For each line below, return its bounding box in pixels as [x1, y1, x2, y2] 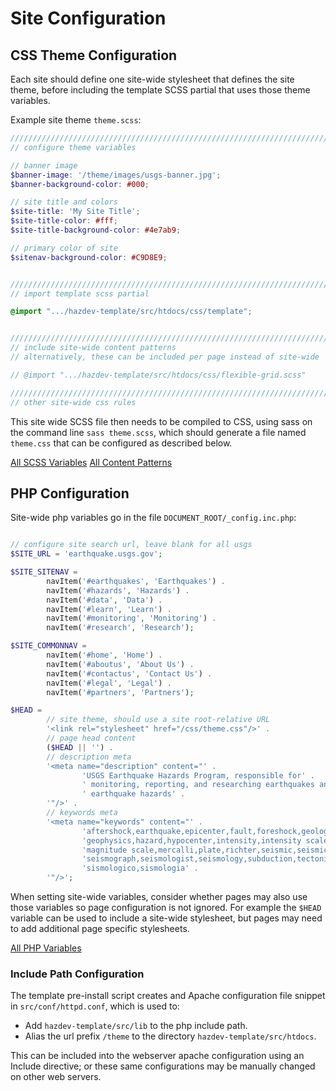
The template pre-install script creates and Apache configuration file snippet [10, 990, 326, 1002]
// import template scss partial [10, 288, 150, 299]
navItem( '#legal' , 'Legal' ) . [46, 678, 172, 688]
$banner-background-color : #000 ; [10, 179, 150, 189]
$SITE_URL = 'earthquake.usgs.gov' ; [10, 549, 163, 559]
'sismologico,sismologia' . [81, 863, 199, 874]
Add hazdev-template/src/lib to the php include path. [24, 1020, 248, 1032]
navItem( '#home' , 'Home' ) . [46, 650, 163, 661]
